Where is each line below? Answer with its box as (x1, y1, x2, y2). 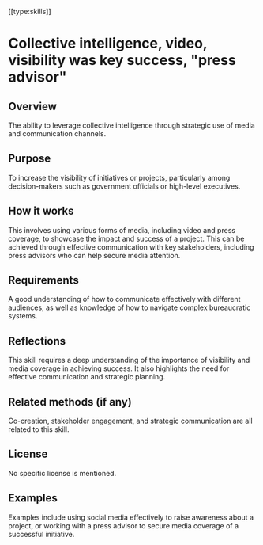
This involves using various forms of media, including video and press (8, 225, 235, 234)
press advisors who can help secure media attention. (8, 250, 181, 260)
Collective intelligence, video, (8, 35, 208, 52)
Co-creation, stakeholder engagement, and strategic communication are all (8, 416, 253, 426)
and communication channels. (8, 129, 107, 138)
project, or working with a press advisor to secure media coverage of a (8, 520, 239, 530)
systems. (8, 311, 38, 321)
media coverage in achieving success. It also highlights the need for (8, 364, 230, 373)
